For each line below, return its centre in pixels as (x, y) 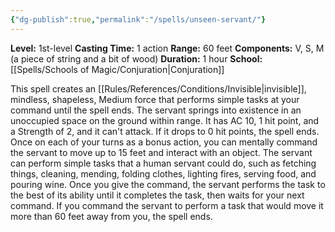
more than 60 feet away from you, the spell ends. (111, 216)
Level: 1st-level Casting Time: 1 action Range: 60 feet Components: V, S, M (167, 48)
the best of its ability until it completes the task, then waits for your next (157, 195)
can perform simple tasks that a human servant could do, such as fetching (163, 163)
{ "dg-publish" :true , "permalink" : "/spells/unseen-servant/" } (138, 19)
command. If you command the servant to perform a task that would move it (167, 205)
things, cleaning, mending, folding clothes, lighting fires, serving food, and (163, 173)
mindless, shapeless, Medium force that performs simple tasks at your (155, 99)
